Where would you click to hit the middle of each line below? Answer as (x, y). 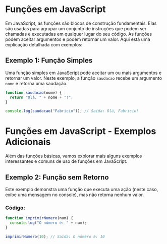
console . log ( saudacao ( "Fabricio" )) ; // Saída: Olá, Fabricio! (72, 111)
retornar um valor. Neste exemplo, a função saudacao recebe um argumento (84, 78)
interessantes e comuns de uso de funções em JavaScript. (66, 161)
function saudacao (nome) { (34, 93)
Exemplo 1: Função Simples (49, 61)
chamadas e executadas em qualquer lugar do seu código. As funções (79, 34)
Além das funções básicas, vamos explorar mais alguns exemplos (74, 156)
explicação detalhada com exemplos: (44, 44)
